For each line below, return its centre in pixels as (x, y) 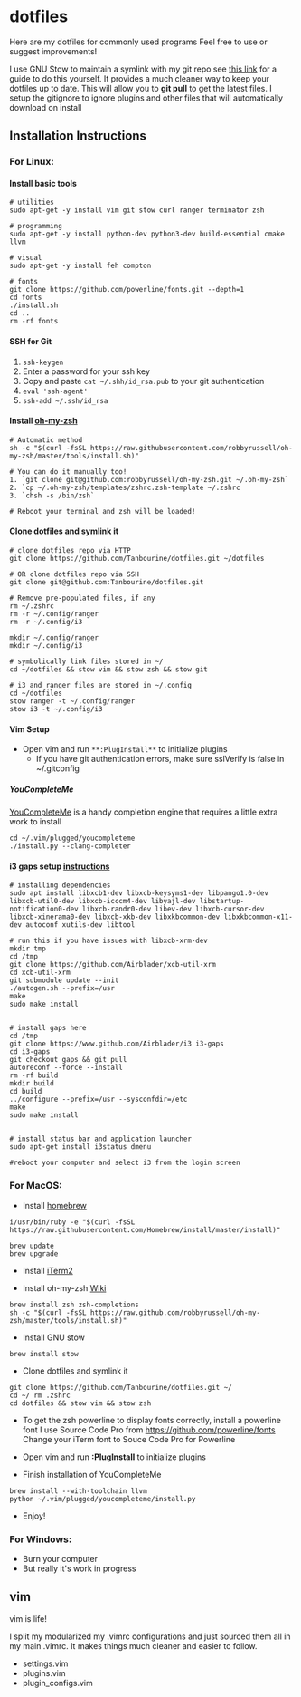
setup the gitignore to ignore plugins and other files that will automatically (146, 98)
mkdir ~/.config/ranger (54, 638)
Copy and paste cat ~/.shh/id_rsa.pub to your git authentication (143, 381)
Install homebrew (55, 1205)
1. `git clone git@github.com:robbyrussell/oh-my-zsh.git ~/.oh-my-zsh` (149, 479)
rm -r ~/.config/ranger (54, 614)
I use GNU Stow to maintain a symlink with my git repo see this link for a (143, 69)
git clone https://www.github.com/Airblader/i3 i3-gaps (117, 1044)
